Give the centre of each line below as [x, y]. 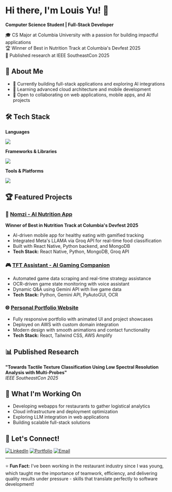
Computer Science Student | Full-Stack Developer [60, 25]
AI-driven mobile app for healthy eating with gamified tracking [78, 236]
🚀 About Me [24, 71]
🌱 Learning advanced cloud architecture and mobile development [82, 89]
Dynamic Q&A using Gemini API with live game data [67, 289]
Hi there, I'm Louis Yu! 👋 [57, 10]
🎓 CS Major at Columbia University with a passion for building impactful [82, 35]
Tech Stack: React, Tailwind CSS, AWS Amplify [62, 335]
